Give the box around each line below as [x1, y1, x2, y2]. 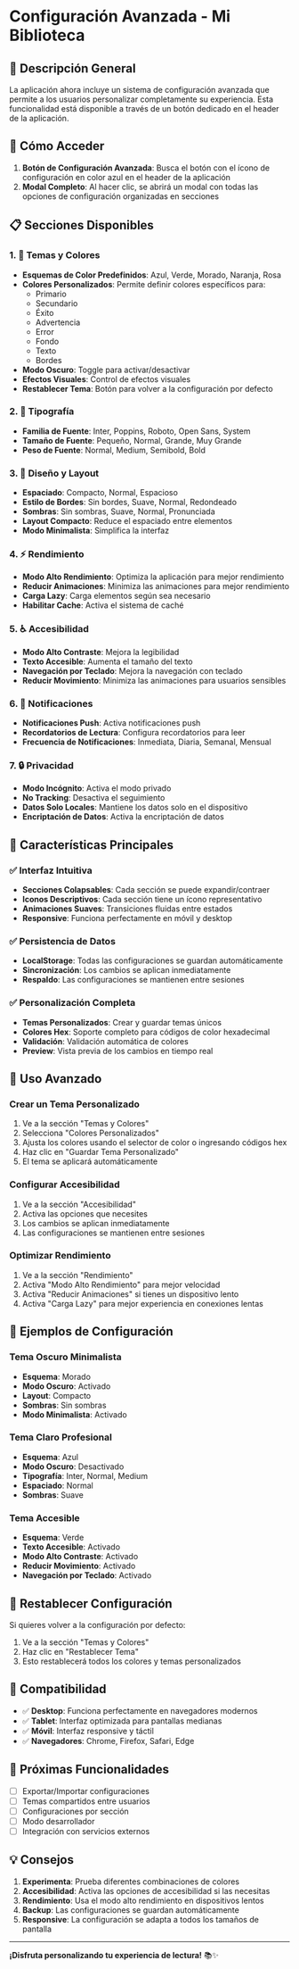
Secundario [35, 297, 78, 309]
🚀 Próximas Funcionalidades [9, 1762, 170, 1777]
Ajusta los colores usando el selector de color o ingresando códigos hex [21, 1137, 287, 1148]
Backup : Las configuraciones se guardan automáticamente [21, 1904, 240, 1915]
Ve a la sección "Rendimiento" [21, 1269, 133, 1280]
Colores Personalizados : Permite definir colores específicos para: [21, 278, 266, 289]
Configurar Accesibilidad [9, 1178, 120, 1191]
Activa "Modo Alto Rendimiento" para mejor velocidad [21, 1279, 221, 1290]
